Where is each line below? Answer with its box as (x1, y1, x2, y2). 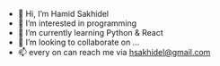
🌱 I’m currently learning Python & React (17, 28, 163, 37)
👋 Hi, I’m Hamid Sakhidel (17, 9, 110, 19)
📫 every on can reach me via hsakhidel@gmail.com (17, 47, 211, 57)
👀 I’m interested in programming (17, 18, 137, 29)
